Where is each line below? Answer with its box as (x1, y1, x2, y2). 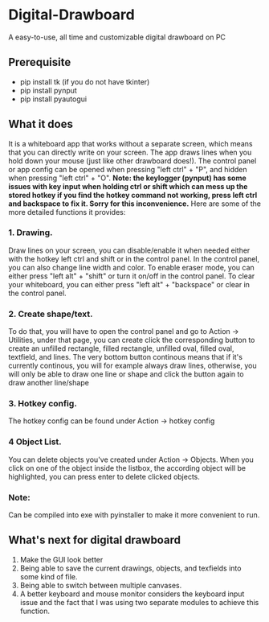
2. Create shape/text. (8, 308, 94, 319)
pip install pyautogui (19, 94, 87, 104)
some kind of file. (19, 571, 78, 581)
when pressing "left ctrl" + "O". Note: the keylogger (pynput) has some (8, 173, 247, 183)
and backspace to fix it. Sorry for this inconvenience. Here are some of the (8, 199, 261, 208)
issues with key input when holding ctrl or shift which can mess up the (8, 181, 248, 191)
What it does (8, 117, 74, 131)
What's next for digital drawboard (8, 533, 181, 547)
